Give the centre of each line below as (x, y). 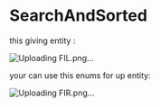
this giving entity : (42, 40)
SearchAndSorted (78, 16)
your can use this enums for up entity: (80, 75)
